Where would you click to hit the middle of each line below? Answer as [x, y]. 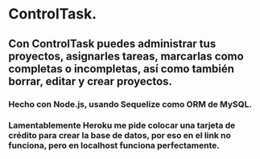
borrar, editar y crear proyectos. [91, 81]
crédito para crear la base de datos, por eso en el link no [120, 136]
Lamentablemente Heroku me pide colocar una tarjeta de [122, 125]
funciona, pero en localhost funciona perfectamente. [114, 145]
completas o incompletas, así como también [122, 69]
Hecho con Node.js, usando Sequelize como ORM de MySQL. [130, 104]
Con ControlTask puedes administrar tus [112, 44]
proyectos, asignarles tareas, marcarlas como [126, 56]
